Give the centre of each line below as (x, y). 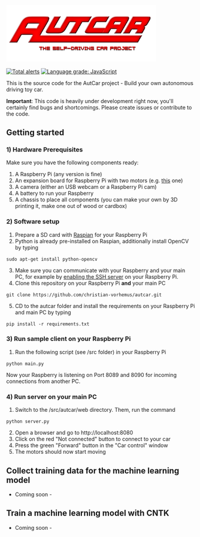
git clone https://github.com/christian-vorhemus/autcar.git (84, 295)
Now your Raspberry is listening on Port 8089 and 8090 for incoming (91, 375)
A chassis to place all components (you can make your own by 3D (96, 200)
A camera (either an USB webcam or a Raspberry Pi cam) (86, 187)
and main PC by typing (43, 312)
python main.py (25, 364)
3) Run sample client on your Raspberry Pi (69, 339)
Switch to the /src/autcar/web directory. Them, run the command (95, 410)
